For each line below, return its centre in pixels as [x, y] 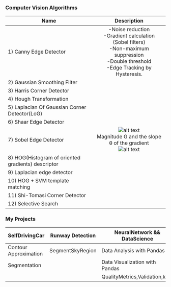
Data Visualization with [129, 262]
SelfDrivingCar [26, 235]
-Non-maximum [129, 49]
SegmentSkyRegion [73, 250]
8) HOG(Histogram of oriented [44, 158]
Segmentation [25, 265]
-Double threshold [129, 61]
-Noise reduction [129, 30]
